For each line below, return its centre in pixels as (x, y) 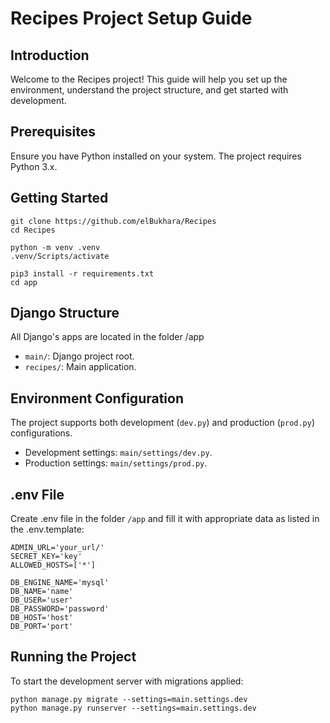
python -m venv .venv (55, 247)
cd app (24, 282)
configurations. (41, 433)
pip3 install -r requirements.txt (82, 273)
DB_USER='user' (42, 600)
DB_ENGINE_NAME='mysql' (60, 583)
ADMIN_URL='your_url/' (57, 548)
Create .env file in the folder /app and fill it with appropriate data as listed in (165, 519)
